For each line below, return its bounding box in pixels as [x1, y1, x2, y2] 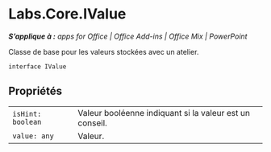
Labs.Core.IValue [8, 5, 127, 23]
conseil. [77, 117, 107, 129]
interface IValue [8, 62, 67, 71]
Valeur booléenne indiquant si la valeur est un [77, 107, 250, 118]
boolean [12, 117, 42, 126]
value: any [12, 131, 54, 141]
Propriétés [8, 84, 63, 98]
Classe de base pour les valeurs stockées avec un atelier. [8, 47, 199, 56]
